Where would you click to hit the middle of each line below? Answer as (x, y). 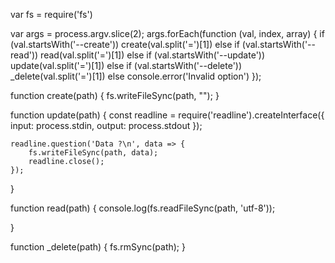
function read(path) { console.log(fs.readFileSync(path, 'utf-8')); (143, 208)
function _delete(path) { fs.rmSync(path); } (98, 247)
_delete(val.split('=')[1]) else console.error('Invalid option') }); (136, 76)
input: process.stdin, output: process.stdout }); (106, 125)
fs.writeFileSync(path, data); (93, 153)
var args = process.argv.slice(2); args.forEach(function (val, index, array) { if (167, 33)
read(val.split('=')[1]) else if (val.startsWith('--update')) (153, 55)
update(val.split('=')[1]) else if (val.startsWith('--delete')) (126, 65)
